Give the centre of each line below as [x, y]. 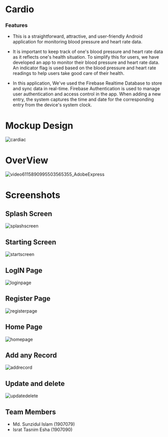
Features [17, 25]
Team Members [31, 412]
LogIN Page [24, 271]
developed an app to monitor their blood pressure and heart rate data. [86, 63]
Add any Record [31, 355]
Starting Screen [31, 242]
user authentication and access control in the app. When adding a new [87, 94]
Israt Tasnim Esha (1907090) [43, 430]
